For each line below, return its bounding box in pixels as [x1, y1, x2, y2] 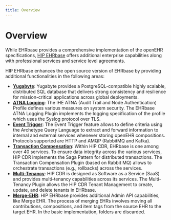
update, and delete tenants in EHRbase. [12, 187, 96, 193]
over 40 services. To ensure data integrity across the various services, [12, 149, 162, 155]
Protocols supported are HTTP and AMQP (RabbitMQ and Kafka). [12, 137, 151, 144]
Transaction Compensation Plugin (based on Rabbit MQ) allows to [12, 159, 152, 166]
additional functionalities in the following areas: [5, 73, 105, 79]
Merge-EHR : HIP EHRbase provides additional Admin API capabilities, [12, 192, 160, 198]
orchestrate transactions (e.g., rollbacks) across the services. [12, 165, 142, 171]
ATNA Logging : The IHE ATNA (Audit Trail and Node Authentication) [12, 99, 157, 105]
